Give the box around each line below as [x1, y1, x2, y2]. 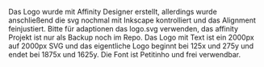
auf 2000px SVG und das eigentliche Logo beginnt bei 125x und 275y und [8, 41, 254, 51]
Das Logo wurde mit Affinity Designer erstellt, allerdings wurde [8, 7, 218, 16]
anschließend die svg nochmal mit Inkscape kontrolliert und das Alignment [8, 15, 257, 25]
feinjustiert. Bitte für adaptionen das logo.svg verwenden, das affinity [8, 24, 239, 33]
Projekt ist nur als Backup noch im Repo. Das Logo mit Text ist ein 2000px [8, 32, 254, 42]
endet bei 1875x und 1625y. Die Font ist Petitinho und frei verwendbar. [8, 50, 241, 59]
